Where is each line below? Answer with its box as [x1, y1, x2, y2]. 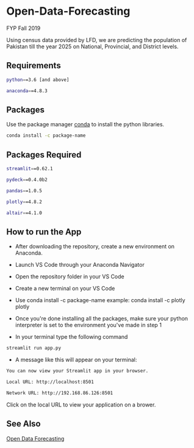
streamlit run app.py [6, 345, 62, 352]
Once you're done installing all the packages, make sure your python [15, 315, 188, 322]
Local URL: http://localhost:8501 [6, 378, 95, 385]
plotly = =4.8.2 [6, 198, 43, 205]
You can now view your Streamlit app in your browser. [6, 368, 149, 374]
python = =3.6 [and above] [6, 76, 70, 83]
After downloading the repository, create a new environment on [15, 243, 175, 250]
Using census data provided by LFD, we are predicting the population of [6, 36, 187, 43]
